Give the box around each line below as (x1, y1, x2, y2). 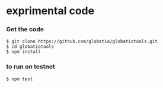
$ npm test (6, 76, 33, 82)
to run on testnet (6, 63, 55, 71)
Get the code (6, 25, 44, 34)
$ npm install (6, 49, 41, 55)
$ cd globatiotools (6, 44, 55, 50)
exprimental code (6, 4, 95, 18)
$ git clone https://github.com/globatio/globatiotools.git (6, 38, 158, 45)
